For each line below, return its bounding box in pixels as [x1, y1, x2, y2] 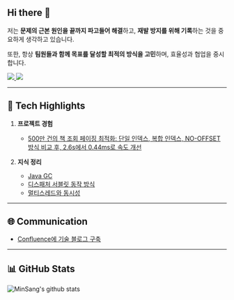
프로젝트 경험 [17, 119, 54, 127]
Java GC [27, 171, 53, 180]
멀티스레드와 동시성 [27, 189, 81, 197]
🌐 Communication [7, 216, 88, 228]
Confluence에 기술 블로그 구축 [17, 235, 101, 244]
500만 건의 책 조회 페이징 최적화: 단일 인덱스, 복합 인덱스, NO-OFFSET [27, 134, 221, 143]
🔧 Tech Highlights [7, 100, 86, 112]
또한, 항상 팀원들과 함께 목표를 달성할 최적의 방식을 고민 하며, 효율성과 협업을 [7, 49, 212, 58]
